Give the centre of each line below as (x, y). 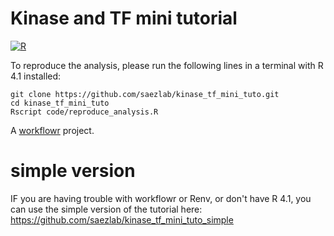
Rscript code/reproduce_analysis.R (84, 112)
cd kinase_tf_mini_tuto (60, 103)
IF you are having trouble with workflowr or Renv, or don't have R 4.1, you (161, 198)
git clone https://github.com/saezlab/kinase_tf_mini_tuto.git (145, 94)
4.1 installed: (36, 76)
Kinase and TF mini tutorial (124, 18)
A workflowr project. (52, 130)
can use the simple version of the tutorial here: (106, 209)
